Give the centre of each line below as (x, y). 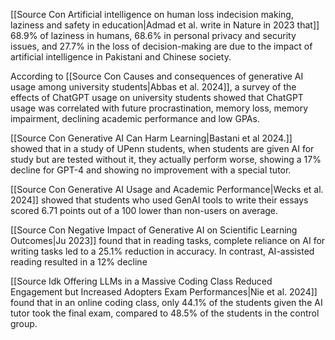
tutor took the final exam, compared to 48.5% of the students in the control (165, 313)
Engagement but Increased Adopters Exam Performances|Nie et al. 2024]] (164, 292)
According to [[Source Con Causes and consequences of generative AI (157, 76)
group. (24, 323)
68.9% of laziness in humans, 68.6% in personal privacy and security (153, 35)
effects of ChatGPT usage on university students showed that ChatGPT (157, 97)
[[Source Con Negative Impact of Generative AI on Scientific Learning (154, 230)
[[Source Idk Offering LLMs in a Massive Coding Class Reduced (141, 281)
